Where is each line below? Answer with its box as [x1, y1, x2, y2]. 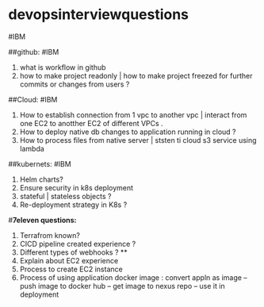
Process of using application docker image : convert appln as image [19, 272, 242, 282]
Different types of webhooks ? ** [19, 248, 128, 257]
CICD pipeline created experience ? [19, 239, 136, 248]
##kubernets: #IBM [8, 159, 71, 168]
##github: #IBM [8, 47, 59, 56]
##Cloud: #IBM [8, 94, 58, 104]
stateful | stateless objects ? [19, 191, 112, 201]
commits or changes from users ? [19, 79, 130, 89]
